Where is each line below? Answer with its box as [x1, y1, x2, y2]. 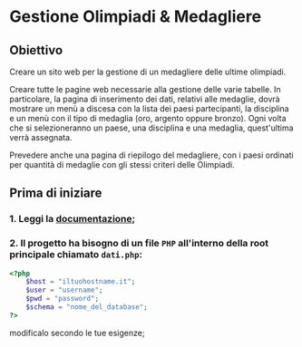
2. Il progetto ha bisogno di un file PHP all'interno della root [9, 237, 269, 250]
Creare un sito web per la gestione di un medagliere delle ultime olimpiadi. [9, 66, 287, 77]
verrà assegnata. [9, 132, 73, 142]
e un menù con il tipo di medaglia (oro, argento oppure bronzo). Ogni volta [9, 113, 287, 123]
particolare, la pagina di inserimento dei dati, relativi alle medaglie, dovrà [9, 93, 280, 104]
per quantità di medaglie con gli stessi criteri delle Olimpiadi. [9, 159, 235, 169]
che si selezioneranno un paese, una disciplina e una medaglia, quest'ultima [9, 122, 294, 133]
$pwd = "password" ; [25, 294, 100, 304]
